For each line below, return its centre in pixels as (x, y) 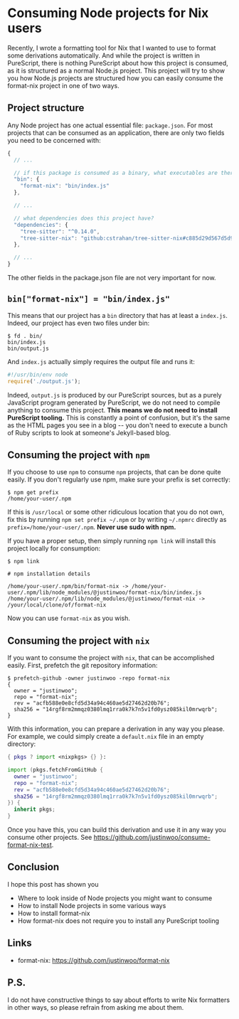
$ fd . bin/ (25, 336)
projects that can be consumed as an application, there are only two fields (116, 132)
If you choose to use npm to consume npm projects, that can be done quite (115, 472)
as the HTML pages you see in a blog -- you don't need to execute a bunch (118, 425)
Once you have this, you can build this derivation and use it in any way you (117, 830)
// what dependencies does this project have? (84, 218)
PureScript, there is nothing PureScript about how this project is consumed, (118, 63)
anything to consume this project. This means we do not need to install (112, 410)
